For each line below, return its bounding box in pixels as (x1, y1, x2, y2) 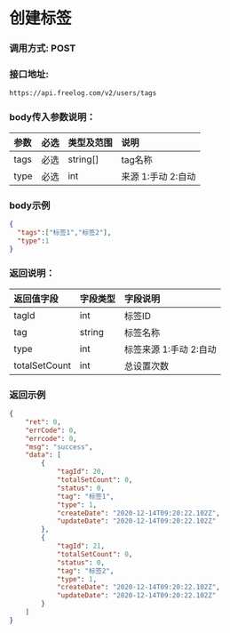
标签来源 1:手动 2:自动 (123, 343, 218, 356)
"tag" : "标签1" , (56, 492, 115, 501)
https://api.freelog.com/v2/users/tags (9, 89, 157, 98)
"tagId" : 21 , (56, 541, 105, 551)
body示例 (9, 199, 51, 212)
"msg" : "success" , (25, 442, 93, 452)
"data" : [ (25, 451, 62, 460)
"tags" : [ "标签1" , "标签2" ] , (17, 228, 112, 236)
